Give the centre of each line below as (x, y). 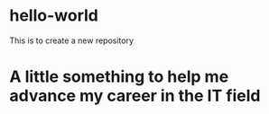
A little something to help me (119, 77)
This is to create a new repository (71, 40)
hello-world (54, 16)
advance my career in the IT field (135, 96)
